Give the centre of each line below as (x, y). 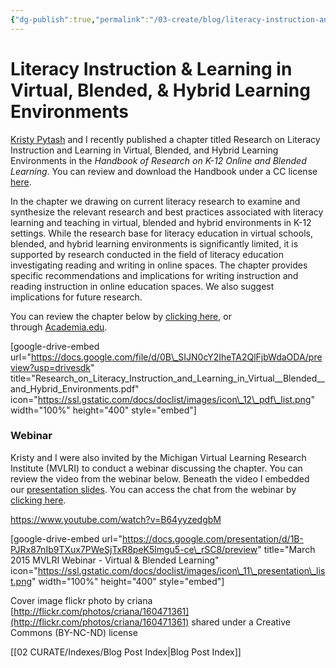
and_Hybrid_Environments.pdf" (75, 388)
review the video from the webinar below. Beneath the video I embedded (160, 478)
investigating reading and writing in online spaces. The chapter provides (159, 265)
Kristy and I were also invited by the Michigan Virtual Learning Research (158, 457)
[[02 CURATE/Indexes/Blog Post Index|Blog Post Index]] (126, 652)
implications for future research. (76, 297)
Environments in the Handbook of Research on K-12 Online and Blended (158, 160)
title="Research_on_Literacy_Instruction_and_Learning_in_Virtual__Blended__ (167, 378)
